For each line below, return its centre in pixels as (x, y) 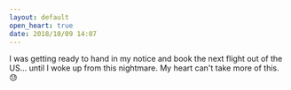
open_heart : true (41, 26)
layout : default (39, 17)
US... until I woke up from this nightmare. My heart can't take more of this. (144, 68)
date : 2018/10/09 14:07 (53, 34)
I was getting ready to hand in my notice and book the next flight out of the (146, 59)
